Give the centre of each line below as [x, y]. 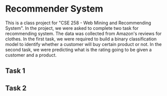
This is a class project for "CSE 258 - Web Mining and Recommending [78, 23]
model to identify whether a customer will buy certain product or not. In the [83, 44]
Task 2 [16, 88]
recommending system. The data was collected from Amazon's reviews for [83, 33]
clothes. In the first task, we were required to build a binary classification [81, 39]
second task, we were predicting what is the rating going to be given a [78, 50]
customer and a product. [31, 55]
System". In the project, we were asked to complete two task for [72, 28]
